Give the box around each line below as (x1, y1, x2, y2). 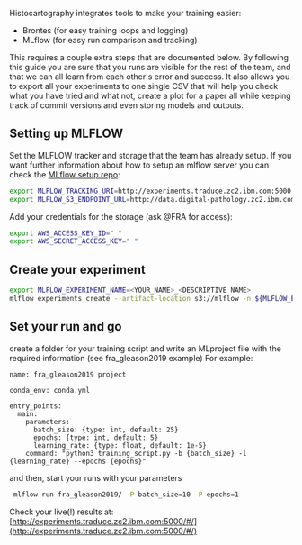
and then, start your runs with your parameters (9, 472, 182, 483)
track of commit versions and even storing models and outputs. (9, 100, 244, 111)
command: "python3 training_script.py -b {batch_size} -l (25, 449, 247, 458)
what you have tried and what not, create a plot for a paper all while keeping (9, 90, 291, 101)
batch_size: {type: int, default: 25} (32, 425, 179, 434)
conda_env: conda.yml (9, 386, 91, 395)
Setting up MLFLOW (9, 126, 124, 141)
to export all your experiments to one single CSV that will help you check (9, 81, 279, 91)
